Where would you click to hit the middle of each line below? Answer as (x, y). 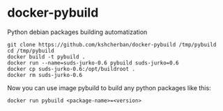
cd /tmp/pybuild (31, 51)
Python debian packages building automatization (77, 32)
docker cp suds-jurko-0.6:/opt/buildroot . (71, 69)
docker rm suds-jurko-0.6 (45, 75)
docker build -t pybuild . (46, 57)
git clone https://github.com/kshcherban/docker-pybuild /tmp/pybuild (112, 44)
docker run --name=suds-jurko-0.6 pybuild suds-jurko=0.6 (93, 63)
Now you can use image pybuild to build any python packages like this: (109, 87)
